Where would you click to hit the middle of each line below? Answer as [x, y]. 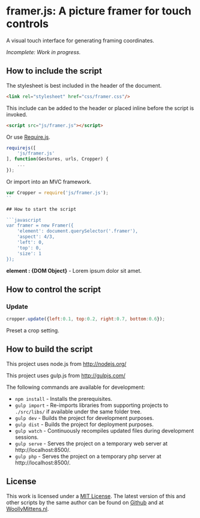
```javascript [24, 220]
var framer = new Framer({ [40, 226]
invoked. [17, 114]
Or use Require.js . [28, 137]
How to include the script [54, 71]
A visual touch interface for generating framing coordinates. [80, 40]
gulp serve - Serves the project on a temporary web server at [91, 443]
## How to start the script [41, 209]
